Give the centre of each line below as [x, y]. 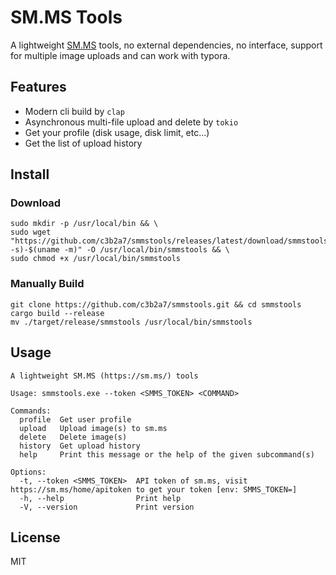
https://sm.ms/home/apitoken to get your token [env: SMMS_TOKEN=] [154, 489]
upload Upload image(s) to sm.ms [93, 428]
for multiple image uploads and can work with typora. [120, 55]
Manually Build [47, 284]
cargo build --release [57, 313]
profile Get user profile [75, 419]
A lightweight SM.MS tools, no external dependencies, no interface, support [166, 45]
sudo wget [31, 232]
